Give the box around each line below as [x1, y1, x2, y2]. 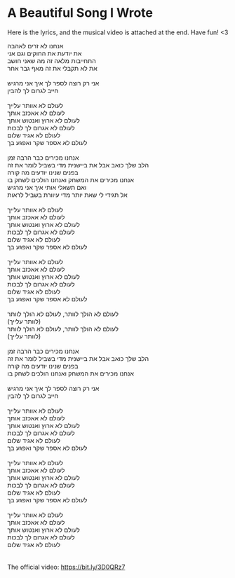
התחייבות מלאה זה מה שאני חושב [7, 56, 96, 64]
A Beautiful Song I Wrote [7, 5, 153, 21]
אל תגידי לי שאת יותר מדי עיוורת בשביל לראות [7, 191, 128, 199]
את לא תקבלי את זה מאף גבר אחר [7, 64, 98, 72]
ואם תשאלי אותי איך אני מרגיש [7, 183, 87, 191]
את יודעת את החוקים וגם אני [7, 49, 82, 57]
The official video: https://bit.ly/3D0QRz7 [7, 563, 126, 571]
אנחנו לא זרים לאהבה [7, 41, 64, 50]
